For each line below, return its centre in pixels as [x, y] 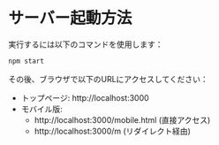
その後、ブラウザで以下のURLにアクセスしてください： [108, 79]
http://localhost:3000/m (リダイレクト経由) [113, 131]
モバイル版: [42, 109]
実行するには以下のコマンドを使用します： [86, 44]
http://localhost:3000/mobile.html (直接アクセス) [122, 119]
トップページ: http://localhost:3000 [85, 97]
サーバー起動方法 [70, 18]
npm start [26, 61]
